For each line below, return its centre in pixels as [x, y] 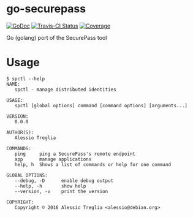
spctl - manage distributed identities [65, 89]
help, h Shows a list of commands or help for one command [93, 164]
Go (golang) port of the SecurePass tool [57, 37]
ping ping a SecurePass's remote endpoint [75, 154]
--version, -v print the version [61, 191]
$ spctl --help [26, 78]
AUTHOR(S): [20, 132]
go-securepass [46, 9]
